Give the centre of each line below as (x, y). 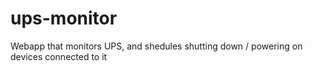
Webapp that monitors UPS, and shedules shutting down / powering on (156, 46)
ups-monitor (64, 18)
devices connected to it (59, 56)
